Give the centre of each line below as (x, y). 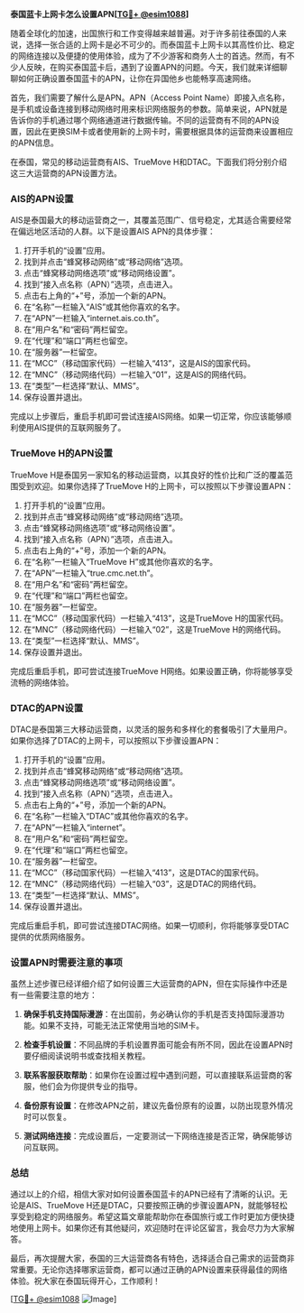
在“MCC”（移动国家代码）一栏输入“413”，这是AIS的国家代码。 (139, 364)
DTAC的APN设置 (47, 707)
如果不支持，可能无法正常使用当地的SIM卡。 (122, 1026)
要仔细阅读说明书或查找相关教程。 (87, 1056)
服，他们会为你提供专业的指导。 (83, 1086)
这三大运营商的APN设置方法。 (66, 173)
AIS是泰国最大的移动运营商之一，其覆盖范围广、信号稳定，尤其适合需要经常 (151, 220)
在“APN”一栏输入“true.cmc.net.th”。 (91, 573)
